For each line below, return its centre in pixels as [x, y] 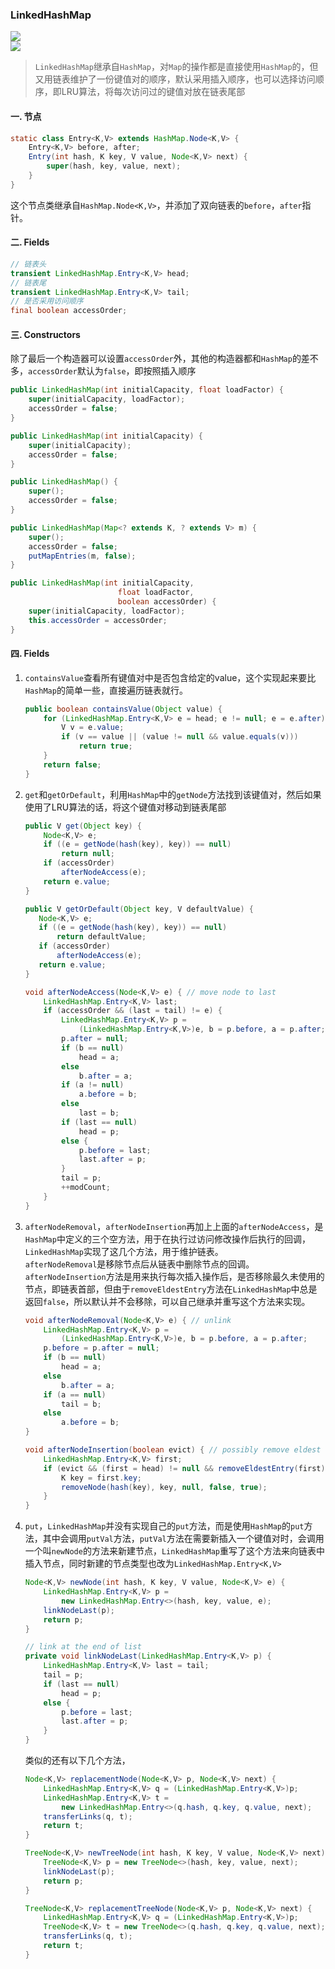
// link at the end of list [83, 1647]
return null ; [88, 854]
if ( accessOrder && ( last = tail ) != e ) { [133, 1011]
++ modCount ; [86, 1188]
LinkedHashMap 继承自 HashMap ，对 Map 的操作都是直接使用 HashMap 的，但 [176, 67]
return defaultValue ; [101, 937]
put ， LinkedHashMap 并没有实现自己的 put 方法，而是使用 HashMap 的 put [164, 1526]
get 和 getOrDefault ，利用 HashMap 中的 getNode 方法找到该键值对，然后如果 [173, 794]
